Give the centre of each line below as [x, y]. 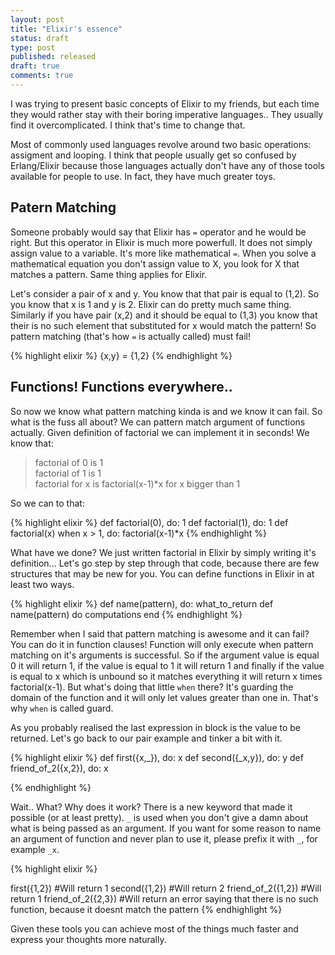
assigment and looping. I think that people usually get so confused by [153, 155]
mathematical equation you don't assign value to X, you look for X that [155, 263]
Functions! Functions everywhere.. [121, 387]
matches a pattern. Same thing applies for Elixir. [109, 274]
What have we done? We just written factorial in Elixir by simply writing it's [163, 552]
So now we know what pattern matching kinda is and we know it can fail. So [166, 411]
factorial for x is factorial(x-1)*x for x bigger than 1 [137, 483]
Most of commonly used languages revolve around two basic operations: [161, 144]
